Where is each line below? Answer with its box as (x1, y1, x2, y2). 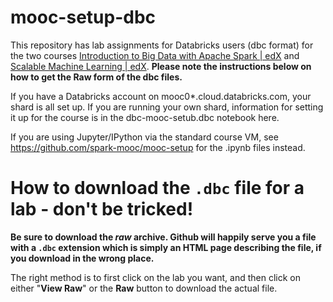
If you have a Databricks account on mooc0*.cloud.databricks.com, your (10, 90, 312, 102)
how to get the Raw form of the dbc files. (10, 71, 183, 83)
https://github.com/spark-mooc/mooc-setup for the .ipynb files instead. (10, 141, 306, 153)
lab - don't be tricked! (10, 198, 194, 221)
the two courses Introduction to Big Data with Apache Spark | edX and (10, 49, 300, 61)
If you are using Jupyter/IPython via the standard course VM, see (10, 131, 279, 143)
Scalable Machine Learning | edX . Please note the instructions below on (10, 60, 312, 72)
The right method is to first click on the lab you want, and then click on (10, 271, 302, 283)
